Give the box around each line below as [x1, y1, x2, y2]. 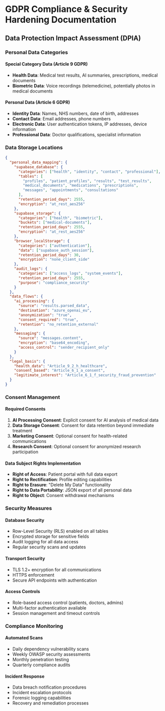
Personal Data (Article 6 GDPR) [5, 100, 70, 105]
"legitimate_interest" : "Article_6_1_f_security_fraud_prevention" [14, 373, 156, 378]
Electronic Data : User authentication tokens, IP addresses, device [12, 121, 147, 127]
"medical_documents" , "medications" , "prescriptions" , [23, 183, 139, 188]
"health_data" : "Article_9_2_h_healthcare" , [14, 363, 108, 369]
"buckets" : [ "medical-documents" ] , [18, 220, 92, 225]
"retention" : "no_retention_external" [18, 322, 99, 327]
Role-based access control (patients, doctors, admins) [12, 600, 124, 606]
